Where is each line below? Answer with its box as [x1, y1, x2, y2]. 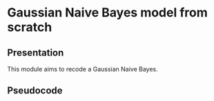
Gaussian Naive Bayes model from [7, 5, 208, 21]
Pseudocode [7, 85, 64, 97]
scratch [7, 19, 52, 35]
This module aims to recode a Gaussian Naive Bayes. [7, 65, 159, 73]
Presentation [7, 47, 64, 58]
